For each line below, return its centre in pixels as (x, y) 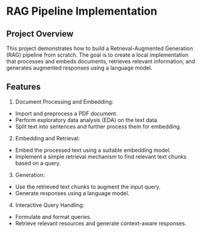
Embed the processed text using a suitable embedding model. (93, 150)
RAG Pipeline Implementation (82, 11)
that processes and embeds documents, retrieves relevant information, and (101, 61)
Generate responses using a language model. (72, 193)
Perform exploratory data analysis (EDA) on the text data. (87, 120)
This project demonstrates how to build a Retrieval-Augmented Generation (100, 48)
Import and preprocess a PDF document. (66, 113)
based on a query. (38, 163)
